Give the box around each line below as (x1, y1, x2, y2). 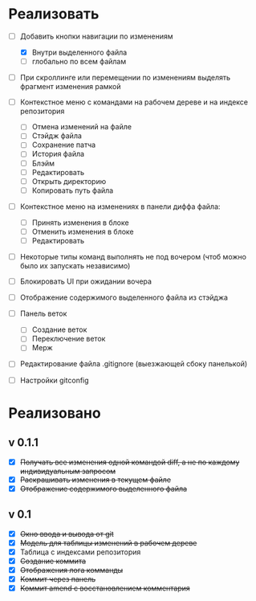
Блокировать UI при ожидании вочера (19, 276, 152, 286)
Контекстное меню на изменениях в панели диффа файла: (19, 202, 221, 211)
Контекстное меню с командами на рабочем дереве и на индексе (19, 97, 249, 107)
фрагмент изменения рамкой (19, 82, 121, 92)
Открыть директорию (31, 176, 107, 186)
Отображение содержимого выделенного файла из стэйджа (19, 292, 229, 302)
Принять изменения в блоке (31, 218, 130, 227)
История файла (31, 149, 85, 159)
